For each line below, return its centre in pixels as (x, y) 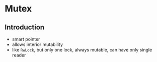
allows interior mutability (37, 44)
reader (19, 55)
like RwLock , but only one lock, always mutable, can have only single (82, 50)
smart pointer (26, 39)
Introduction (25, 27)
